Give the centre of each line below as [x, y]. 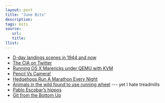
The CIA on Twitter [32, 63]
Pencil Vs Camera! [32, 74]
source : [13, 29]
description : [19, 19]
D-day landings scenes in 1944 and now [54, 57]
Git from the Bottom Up [37, 95]
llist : [12, 43]
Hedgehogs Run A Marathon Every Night [55, 79]
